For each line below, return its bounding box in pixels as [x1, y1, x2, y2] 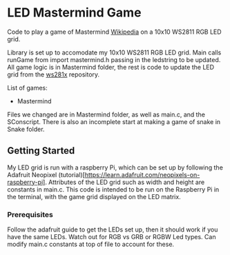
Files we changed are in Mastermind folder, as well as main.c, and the [7, 110, 206, 119]
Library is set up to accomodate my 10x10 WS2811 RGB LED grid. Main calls [7, 48, 222, 57]
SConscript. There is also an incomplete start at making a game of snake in [7, 117, 221, 125]
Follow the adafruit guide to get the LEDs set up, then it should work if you [7, 225, 218, 234]
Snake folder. [7, 125, 45, 133]
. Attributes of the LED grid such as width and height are [44, 178, 205, 186]
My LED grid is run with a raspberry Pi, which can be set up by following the [7, 163, 223, 172]
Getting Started [7, 145, 75, 156]
